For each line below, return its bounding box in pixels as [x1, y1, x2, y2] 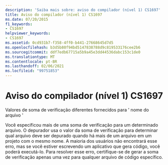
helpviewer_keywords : [5, 31, 51, 36]
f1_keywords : [5, 21, 33, 27]
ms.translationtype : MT [5, 54, 55, 60]
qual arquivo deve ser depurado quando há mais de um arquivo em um [5, 132, 152, 139]
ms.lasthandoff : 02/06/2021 [5, 64, 64, 69]
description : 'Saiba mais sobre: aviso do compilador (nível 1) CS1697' [5, 7, 161, 13]
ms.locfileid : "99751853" [5, 69, 59, 74]
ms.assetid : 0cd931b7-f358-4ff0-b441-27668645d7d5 [5, 40, 114, 45]
